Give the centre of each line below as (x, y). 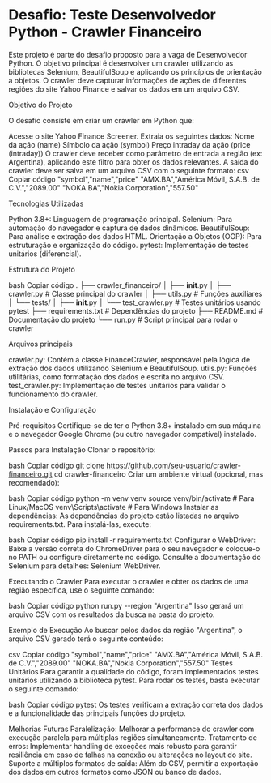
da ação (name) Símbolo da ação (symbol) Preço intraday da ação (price (129, 144)
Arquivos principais (40, 344)
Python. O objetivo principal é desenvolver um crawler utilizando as (121, 63)
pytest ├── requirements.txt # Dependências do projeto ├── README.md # (136, 310)
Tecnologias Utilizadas (46, 203)
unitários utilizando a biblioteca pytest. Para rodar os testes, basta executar (134, 680)
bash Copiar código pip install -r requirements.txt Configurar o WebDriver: (132, 540)
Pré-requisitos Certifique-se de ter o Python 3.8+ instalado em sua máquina (135, 425)
